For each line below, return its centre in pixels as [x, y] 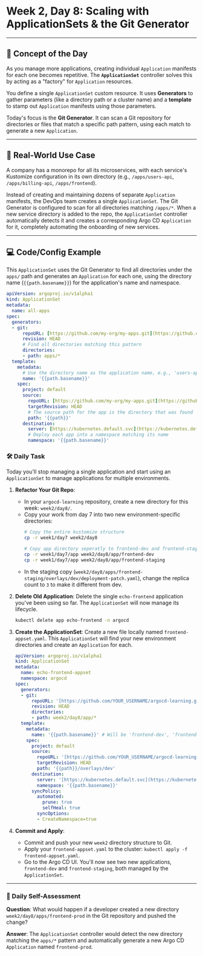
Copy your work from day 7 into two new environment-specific [102, 515]
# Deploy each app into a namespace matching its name [98, 435]
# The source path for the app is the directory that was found [111, 412]
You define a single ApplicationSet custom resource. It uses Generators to [100, 93]
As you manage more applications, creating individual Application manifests [101, 69]
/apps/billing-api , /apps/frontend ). [52, 182]
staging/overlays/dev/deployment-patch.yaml [81, 578]
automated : [51, 797]
